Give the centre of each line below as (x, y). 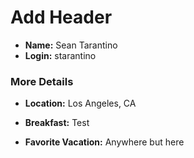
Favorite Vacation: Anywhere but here (104, 142)
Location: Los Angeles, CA (80, 103)
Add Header (61, 17)
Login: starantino (60, 55)
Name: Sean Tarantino (71, 45)
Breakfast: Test (57, 123)
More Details (42, 81)
